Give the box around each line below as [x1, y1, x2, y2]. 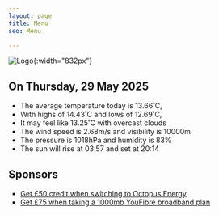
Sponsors [8, 167, 58, 181]
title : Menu [8, 19, 48, 27]
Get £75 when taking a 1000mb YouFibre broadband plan [19, 197, 211, 207]
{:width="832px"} [33, 56, 93, 65]
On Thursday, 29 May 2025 [8, 79, 150, 93]
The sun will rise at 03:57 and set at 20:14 [19, 144, 160, 154]
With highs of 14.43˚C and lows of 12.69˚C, [19, 110, 162, 120]
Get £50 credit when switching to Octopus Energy [19, 189, 187, 198]
